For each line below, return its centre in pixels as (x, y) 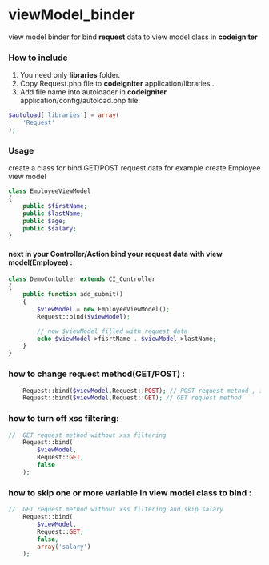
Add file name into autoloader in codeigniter (93, 92)
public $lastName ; (53, 214)
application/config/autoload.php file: (80, 101)
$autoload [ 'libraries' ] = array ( (64, 115)
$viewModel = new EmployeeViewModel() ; (104, 309)
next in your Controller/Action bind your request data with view (115, 254)
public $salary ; (50, 228)
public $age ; (44, 221)
